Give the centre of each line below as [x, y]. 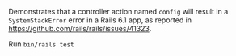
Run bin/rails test [41, 44]
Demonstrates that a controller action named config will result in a [118, 12]
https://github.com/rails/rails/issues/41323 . [80, 28]
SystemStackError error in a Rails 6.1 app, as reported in [100, 20]
